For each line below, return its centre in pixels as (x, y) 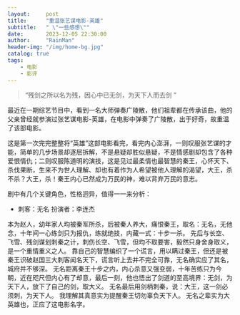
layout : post (33, 14)
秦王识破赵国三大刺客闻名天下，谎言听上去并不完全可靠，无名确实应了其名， (120, 259)
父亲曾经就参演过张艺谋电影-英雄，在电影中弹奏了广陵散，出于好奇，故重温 (119, 119)
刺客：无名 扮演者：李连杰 (56, 209)
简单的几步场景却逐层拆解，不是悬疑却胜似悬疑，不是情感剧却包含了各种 (126, 152)
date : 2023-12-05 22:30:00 (57, 34)
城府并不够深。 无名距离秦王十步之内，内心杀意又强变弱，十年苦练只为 (111, 269)
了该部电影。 (26, 128)
